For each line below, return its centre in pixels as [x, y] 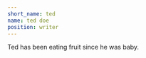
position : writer [33, 27]
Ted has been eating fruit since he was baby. [73, 47]
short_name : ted [31, 14]
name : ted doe [28, 21]
